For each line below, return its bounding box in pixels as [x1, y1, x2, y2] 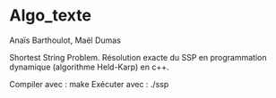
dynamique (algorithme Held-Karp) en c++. [9, 61, 169, 72]
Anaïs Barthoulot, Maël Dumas [9, 35, 121, 45]
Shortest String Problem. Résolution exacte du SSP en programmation [9, 52, 267, 62]
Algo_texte [9, 5, 92, 26]
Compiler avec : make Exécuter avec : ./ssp [9, 78, 169, 89]
